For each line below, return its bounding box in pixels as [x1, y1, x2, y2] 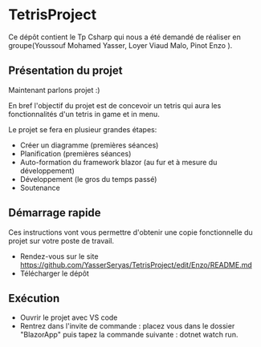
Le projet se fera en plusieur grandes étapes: [8, 124, 157, 134]
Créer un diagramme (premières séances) [19, 140, 159, 150]
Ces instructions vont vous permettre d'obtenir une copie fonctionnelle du [8, 227, 253, 237]
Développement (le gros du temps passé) [19, 174, 157, 184]
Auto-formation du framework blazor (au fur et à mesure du [19, 157, 218, 167]
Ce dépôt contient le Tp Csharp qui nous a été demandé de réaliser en [8, 32, 241, 42]
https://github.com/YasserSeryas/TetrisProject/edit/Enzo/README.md [19, 260, 252, 269]
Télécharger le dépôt [19, 268, 90, 278]
